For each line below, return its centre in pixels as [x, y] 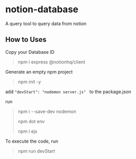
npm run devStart [36, 151]
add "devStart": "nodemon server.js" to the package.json [69, 92]
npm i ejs [27, 131]
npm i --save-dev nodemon [47, 111]
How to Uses [26, 40]
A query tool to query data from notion [46, 24]
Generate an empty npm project [39, 72]
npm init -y [29, 82]
